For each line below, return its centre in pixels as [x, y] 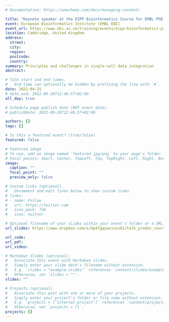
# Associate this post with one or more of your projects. [71, 293]
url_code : [16, 237]
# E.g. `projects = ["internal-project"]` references [65, 303]
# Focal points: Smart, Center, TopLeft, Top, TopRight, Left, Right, [81, 158]
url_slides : [18, 228]
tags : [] [14, 126]
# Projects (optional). [30, 288]
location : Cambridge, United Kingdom [45, 33]
